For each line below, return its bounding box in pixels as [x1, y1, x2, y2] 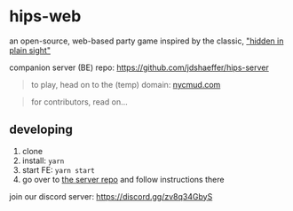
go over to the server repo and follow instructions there [21, 174, 225, 184]
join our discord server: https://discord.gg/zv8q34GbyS [9, 191, 213, 201]
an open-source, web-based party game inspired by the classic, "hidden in [9, 35, 284, 46]
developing [9, 122, 73, 137]
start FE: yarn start [21, 164, 95, 175]
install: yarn [21, 155, 65, 166]
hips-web [9, 6, 82, 27]
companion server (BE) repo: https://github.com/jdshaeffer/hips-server [9, 62, 269, 73]
